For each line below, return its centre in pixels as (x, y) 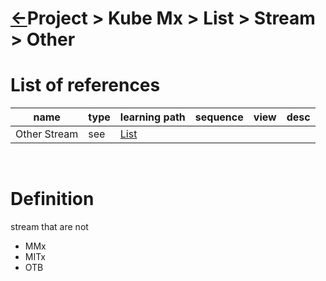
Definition (52, 199)
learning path (152, 117)
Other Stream (47, 134)
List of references (85, 85)
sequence (219, 117)
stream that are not (49, 227)
